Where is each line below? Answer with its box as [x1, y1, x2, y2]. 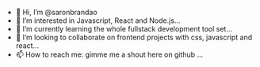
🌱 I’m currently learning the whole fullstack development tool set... [15, 24, 232, 33]
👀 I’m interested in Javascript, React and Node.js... [15, 16, 181, 25]
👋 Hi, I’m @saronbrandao [15, 8, 97, 17]
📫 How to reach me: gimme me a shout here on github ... [15, 50, 204, 59]
